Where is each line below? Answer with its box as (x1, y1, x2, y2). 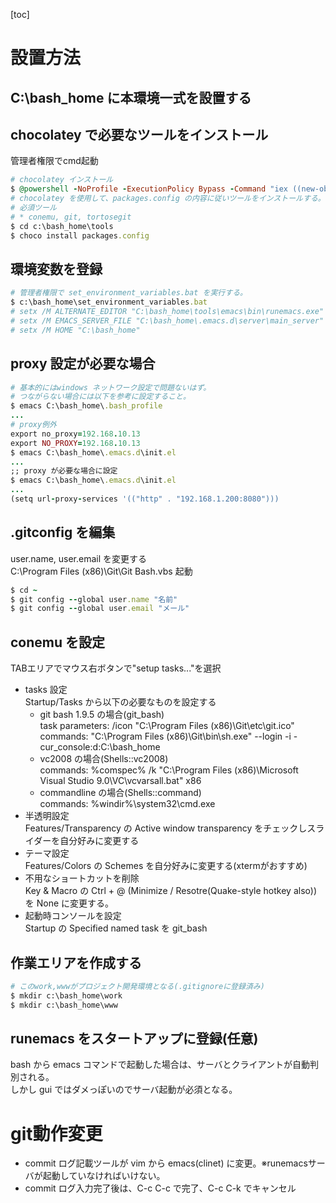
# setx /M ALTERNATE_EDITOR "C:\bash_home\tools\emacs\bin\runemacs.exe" (10, 307, 325, 317)
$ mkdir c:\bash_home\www (10, 1000, 118, 1010)
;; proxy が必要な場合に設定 (10, 466, 118, 476)
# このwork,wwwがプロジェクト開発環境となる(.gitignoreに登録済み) (10, 981, 265, 991)
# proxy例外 (10, 420, 57, 430)
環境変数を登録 (10, 260, 103, 278)
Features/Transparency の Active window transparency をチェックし (24, 822, 308, 834)
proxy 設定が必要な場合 (10, 355, 156, 373)
